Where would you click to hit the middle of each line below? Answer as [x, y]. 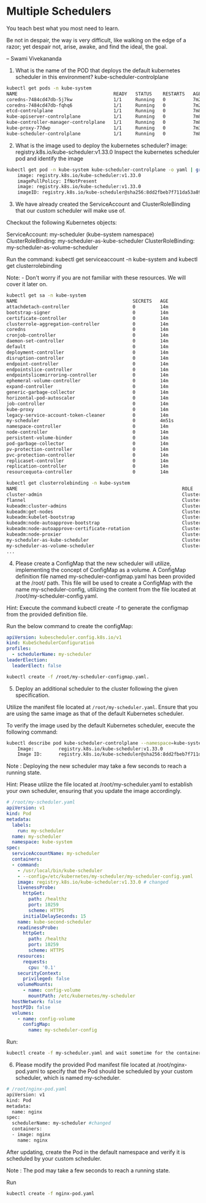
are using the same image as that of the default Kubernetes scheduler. [95, 713]
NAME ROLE [100, 489]
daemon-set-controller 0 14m [87, 341]
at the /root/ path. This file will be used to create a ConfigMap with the [104, 583]
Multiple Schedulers [59, 11]
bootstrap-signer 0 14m [87, 313]
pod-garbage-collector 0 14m [87, 443]
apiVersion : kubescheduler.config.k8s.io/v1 [64, 637]
